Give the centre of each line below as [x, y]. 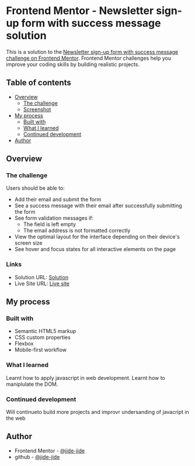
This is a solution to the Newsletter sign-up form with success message [92, 52]
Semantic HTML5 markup [45, 331]
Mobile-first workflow [41, 350]
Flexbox [24, 344]
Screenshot [37, 109]
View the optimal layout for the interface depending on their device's [97, 237]
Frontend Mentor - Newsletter [80, 11]
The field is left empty [49, 224]
